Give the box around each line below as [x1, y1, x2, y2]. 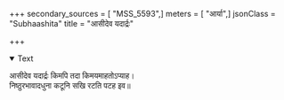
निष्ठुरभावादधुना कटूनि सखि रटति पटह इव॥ [9, 81, 131, 90]
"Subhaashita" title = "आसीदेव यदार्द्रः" [9, 19, 134, 28]
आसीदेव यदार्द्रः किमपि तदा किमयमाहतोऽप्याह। [9, 71, 135, 81]
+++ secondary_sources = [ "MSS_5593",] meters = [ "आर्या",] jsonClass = [9, 9, 276, 19]
